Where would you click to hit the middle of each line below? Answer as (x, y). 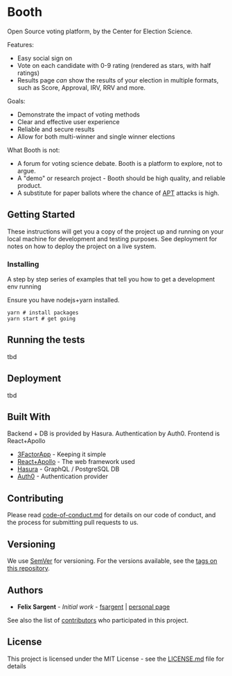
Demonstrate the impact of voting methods (79, 114)
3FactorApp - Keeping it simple (61, 454)
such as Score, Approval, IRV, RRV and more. (81, 87)
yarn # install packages (43, 313)
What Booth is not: (34, 150)
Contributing (35, 498)
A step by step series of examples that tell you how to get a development (111, 279)
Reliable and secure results (56, 129)
